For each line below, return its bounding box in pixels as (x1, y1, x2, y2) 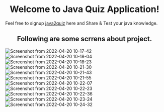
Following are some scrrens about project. (17, 35, 152, 43)
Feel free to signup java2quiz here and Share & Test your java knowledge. (5, 20, 158, 26)
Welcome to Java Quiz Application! (10, 4, 159, 15)
